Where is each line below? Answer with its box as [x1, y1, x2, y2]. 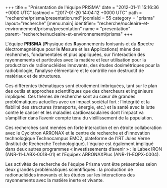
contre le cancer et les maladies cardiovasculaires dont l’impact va [5, 109, 144, 115]
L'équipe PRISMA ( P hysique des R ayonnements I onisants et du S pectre [5, 41, 154, 47]
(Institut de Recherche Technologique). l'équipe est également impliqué [5, 141, 154, 147]
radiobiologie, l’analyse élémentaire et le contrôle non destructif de [5, 68, 144, 74]
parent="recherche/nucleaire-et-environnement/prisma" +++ [5, 31, 133, 37]
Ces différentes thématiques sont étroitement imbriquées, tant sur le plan [5, 83, 157, 89]
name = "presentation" [83, 26, 131, 32]
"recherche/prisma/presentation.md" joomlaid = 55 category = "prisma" [5, 15, 155, 21]
